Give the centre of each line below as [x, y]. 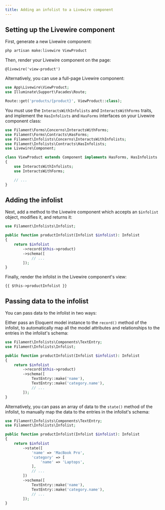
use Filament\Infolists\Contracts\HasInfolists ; [56, 144]
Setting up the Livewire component [60, 30]
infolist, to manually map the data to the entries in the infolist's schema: [77, 412]
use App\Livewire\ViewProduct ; [37, 88]
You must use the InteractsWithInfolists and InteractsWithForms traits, [79, 110]
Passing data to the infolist [47, 301]
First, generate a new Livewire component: [49, 42]
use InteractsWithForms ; [39, 171]
